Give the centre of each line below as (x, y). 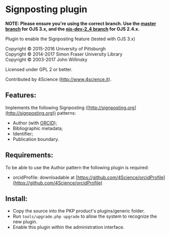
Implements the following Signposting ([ (47, 108)
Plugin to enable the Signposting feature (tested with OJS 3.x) (70, 39)
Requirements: (29, 155)
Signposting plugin (46, 9)
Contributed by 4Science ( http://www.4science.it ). (58, 79)
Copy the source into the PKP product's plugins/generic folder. (79, 211)
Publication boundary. (36, 139)
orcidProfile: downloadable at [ (45, 177)
